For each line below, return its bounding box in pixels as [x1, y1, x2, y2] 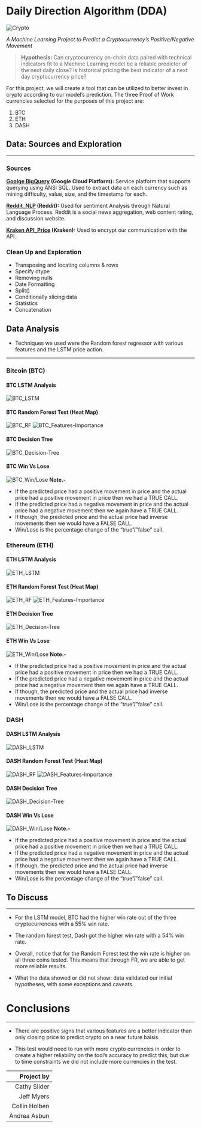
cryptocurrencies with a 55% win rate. [14, 920, 109, 927]
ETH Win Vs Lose [6, 637, 50, 644]
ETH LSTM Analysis [6, 556, 57, 563]
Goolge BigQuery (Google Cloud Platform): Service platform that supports [6, 178, 191, 185]
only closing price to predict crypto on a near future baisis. [14, 1034, 160, 1041]
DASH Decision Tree [6, 784, 58, 792]
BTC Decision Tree [6, 435, 53, 443]
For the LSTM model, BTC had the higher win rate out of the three [14, 914, 176, 921]
